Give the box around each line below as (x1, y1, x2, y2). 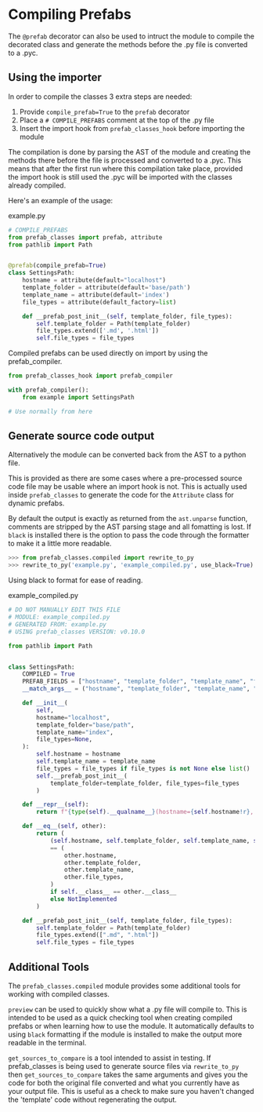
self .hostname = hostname (36, 750, 121, 758)
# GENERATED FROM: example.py (8, 620, 107, 629)
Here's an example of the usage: (8, 195, 113, 205)
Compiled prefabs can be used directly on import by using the (8, 348, 208, 358)
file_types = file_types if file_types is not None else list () (36, 764, 250, 772)
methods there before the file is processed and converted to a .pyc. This (8, 155, 242, 165)
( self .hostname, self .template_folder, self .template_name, (49, 837, 250, 844)
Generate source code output (8, 429, 155, 443)
